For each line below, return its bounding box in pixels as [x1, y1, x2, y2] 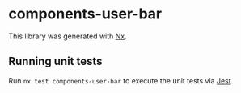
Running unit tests [8, 55, 103, 68]
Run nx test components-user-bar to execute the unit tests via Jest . [8, 75, 234, 85]
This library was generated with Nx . [8, 31, 127, 41]
